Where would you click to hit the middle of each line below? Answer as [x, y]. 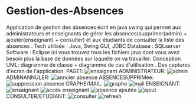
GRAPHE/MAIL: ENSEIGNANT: [123, 83]
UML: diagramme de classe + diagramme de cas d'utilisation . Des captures [98, 65]
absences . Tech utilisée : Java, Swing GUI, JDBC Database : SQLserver [94, 46]
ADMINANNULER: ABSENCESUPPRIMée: [80, 77]
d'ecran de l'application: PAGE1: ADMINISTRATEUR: [86, 71]
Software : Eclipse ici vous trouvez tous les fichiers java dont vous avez [93, 52]
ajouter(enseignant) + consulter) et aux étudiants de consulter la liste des [95, 40]
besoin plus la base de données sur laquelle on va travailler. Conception [94, 58]
